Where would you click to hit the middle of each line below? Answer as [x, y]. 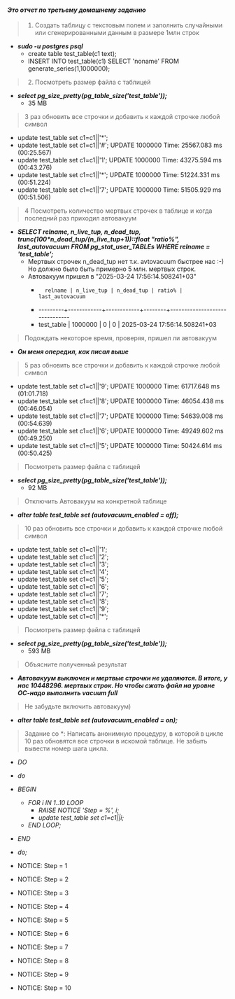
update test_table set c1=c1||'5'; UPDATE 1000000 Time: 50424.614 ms [120, 446]
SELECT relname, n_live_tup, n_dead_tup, [79, 232]
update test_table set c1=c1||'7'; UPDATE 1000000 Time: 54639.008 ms [120, 416]
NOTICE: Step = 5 [43, 920]
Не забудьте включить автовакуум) [78, 706]
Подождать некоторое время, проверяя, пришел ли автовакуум [120, 338]
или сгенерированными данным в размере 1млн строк [117, 33]
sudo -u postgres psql [50, 46]
